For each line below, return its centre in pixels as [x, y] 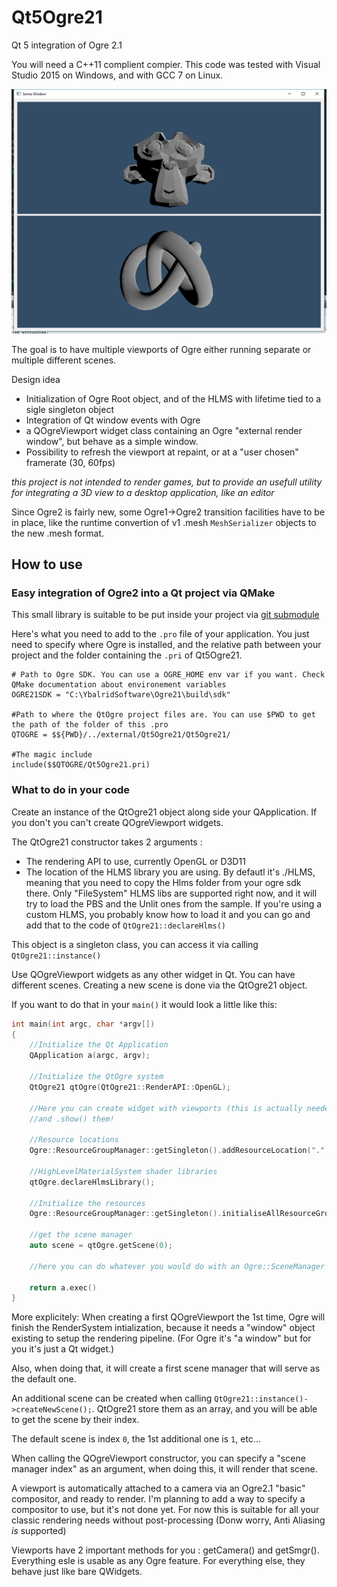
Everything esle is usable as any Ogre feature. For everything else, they [158, 1561]
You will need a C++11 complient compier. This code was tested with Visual [166, 64]
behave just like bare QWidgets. [77, 1572]
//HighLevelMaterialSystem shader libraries [123, 1171]
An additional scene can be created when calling [112, 1398]
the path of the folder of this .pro [90, 725]
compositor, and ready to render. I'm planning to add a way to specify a [158, 1499]
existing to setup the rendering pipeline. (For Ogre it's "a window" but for [161, 1338]
